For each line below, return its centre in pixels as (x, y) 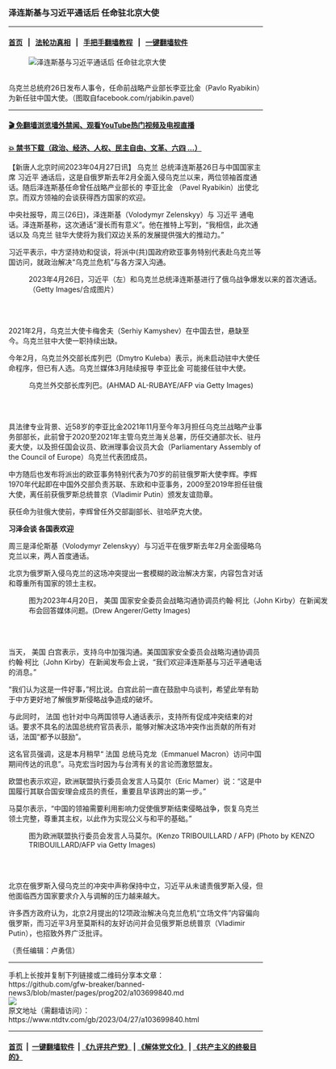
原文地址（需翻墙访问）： (49, 1011)
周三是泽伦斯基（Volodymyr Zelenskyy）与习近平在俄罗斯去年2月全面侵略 (131, 546)
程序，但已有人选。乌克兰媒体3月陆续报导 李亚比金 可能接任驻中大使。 (132, 368)
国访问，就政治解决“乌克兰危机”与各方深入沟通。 (90, 262)
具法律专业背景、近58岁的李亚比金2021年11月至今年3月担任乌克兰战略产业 (132, 427)
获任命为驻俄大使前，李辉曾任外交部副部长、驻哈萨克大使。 (107, 511)
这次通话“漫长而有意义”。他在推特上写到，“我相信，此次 (158, 225)
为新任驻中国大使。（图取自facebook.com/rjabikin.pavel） (104, 98)
